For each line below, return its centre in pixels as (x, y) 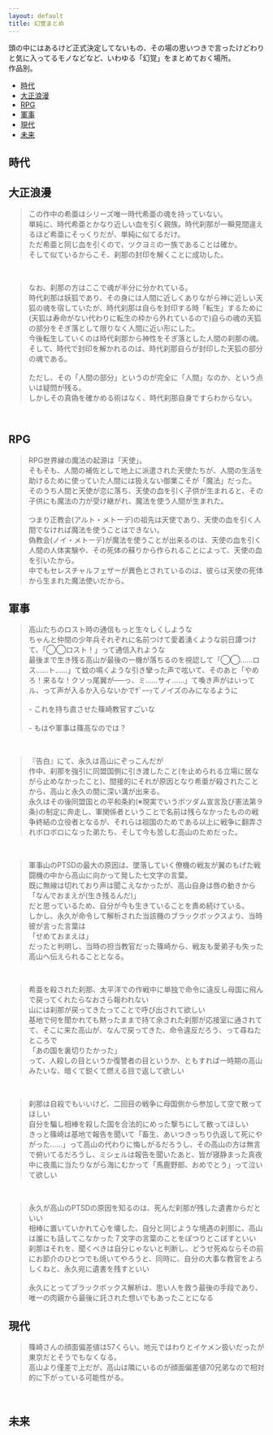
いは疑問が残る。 (57, 388)
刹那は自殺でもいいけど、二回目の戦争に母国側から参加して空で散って (145, 1104)
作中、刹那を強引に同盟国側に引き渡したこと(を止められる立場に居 (140, 771)
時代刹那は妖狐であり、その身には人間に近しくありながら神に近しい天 (146, 297)
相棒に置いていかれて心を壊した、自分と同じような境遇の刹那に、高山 (145, 1229)
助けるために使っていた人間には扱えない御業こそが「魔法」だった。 (142, 480)
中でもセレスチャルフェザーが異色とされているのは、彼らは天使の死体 (146, 570)
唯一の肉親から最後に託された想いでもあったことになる (121, 1298)
